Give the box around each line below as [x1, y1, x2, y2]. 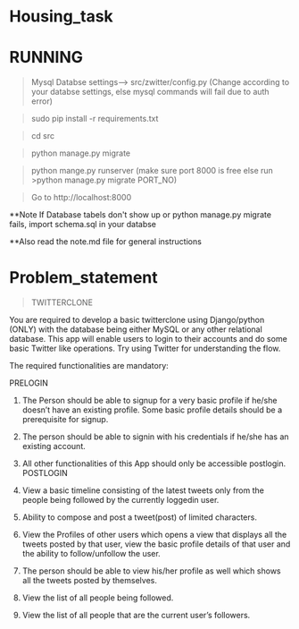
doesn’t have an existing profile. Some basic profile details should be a [21, 404, 283, 415]
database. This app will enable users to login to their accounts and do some [9, 334, 287, 344]
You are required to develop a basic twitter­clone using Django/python [9, 315, 265, 326]
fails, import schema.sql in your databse [9, 219, 157, 230]
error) [30, 96, 54, 106]
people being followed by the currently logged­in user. [21, 495, 220, 506]
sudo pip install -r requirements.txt [30, 114, 159, 124]
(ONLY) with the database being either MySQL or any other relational [9, 324, 263, 335]
